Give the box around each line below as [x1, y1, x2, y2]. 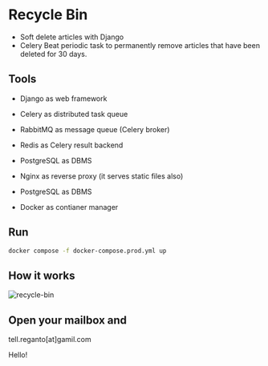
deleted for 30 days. [19, 49, 87, 58]
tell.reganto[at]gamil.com [8, 335, 92, 344]
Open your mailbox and [8, 313, 127, 327]
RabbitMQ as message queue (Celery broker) [19, 124, 170, 134]
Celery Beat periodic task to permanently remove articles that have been [19, 40, 261, 50]
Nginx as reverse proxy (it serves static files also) [19, 171, 184, 181]
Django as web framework [19, 94, 108, 103]
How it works [8, 268, 75, 282]
